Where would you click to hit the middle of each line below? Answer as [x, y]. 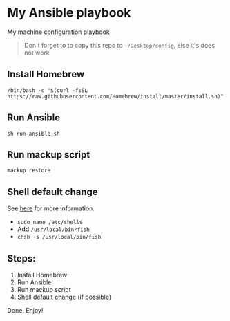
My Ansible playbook [69, 13]
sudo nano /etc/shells [50, 223]
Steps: [21, 258]
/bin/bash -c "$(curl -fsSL [48, 90]
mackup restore [29, 171]
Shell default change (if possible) [64, 297]
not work [37, 53]
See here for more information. [51, 208]
